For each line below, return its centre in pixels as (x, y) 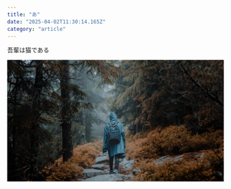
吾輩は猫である (28, 50)
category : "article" (37, 29)
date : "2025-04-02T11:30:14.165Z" (57, 22)
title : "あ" (24, 14)
